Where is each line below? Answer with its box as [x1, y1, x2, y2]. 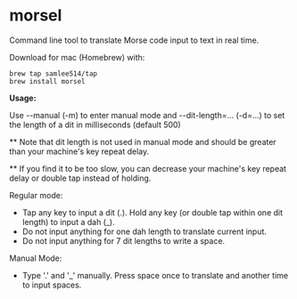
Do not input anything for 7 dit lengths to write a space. [21, 235, 226, 246]
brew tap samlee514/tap [9, 69, 98, 78]
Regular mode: [9, 190, 63, 200]
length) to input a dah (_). [21, 216, 115, 227]
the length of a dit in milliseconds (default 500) [9, 119, 181, 130]
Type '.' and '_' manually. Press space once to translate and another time [21, 270, 288, 280]
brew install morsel [9, 77, 87, 85]
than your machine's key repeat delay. [9, 146, 150, 157]
